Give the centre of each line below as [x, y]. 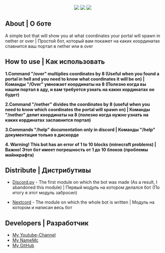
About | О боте [28, 24]
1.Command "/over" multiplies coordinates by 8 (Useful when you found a [82, 74]
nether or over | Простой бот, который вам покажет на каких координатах [82, 41]
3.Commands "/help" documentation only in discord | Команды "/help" [80, 129]
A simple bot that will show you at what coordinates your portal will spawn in [83, 36]
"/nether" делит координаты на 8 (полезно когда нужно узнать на [77, 115]
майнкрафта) [20, 155]
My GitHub [23, 246]
